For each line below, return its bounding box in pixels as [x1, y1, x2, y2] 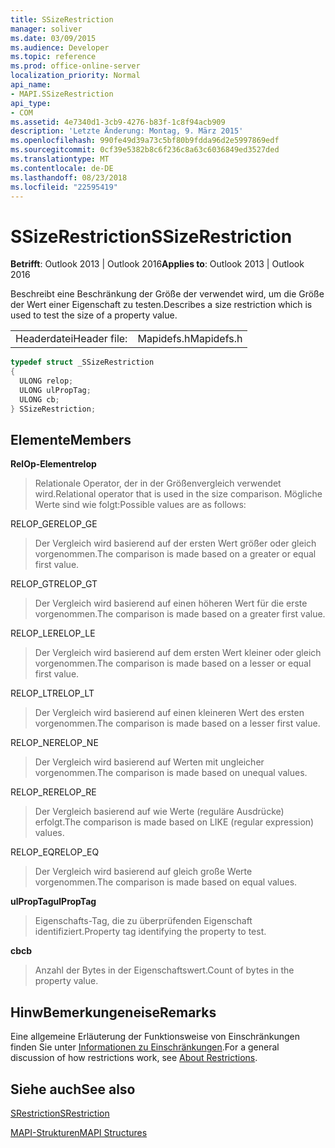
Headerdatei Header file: [15, 332, 128, 346]
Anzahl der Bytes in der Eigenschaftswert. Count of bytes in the [34, 964, 295, 976]
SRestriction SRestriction [10, 1107, 110, 1119]
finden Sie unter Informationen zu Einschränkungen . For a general [10, 1041, 280, 1053]
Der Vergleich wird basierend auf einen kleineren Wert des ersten [34, 707, 305, 719]
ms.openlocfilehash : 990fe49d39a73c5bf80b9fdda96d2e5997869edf [10, 136, 280, 146]
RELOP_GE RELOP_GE [10, 518, 98, 530]
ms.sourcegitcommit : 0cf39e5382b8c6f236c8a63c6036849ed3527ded [10, 145, 280, 155]
